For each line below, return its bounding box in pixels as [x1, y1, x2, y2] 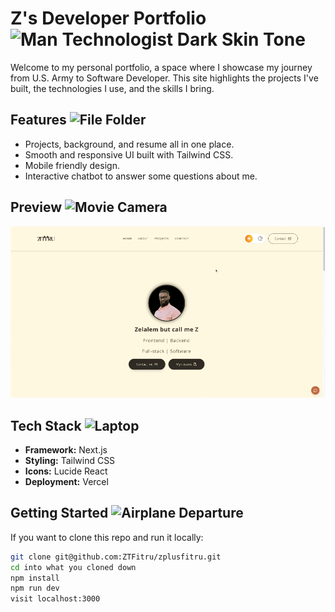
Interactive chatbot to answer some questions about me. [24, 170, 258, 182]
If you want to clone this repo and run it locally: [10, 531, 204, 543]
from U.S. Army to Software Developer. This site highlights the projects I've [10, 72, 319, 84]
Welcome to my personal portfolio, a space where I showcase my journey [10, 61, 313, 73]
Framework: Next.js [24, 444, 108, 456]
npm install [10, 573, 60, 583]
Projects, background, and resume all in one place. [24, 138, 235, 150]
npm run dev [10, 583, 60, 594]
